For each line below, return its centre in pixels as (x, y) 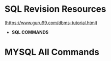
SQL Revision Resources (55, 9)
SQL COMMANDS (30, 32)
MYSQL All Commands (52, 52)
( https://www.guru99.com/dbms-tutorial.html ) (51, 23)
